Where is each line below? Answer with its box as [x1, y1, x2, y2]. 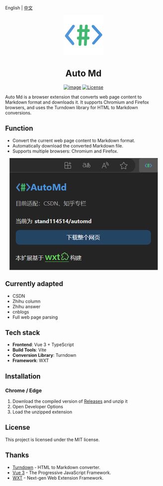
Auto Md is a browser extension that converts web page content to [5, 94, 142, 100]
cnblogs [12, 309, 29, 315]
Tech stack [5, 328, 40, 337]
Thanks [5, 451, 29, 460]
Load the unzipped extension [12, 409, 73, 415]
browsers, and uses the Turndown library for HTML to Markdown [5, 104, 138, 110]
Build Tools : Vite [12, 347, 47, 353]
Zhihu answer [12, 304, 41, 310]
